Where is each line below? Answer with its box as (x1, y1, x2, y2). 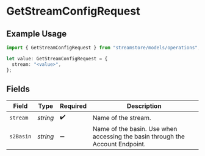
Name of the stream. (92, 113, 151, 122)
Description (126, 102, 162, 110)
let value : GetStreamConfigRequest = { (6, 55, 108, 62)
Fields (6, 83, 31, 94)
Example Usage (6, 29, 67, 39)
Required (60, 102, 87, 110)
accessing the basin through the (92, 132, 185, 141)
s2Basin (9, 133, 32, 140)
